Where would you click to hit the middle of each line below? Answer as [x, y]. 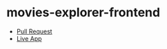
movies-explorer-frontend [83, 13]
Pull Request [34, 31]
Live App [29, 38]
